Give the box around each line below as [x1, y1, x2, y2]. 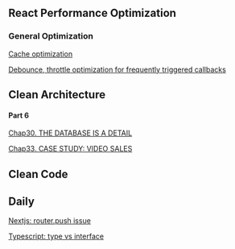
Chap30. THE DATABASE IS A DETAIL [8, 128, 133, 138]
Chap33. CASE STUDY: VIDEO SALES [8, 144, 133, 154]
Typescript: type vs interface [8, 231, 105, 241]
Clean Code [8, 167, 68, 181]
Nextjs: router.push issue [8, 216, 91, 226]
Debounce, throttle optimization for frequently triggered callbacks [8, 64, 227, 74]
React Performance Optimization [8, 6, 177, 20]
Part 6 [8, 110, 30, 120]
